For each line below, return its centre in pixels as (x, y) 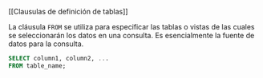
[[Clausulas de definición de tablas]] (68, 12)
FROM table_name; (37, 66)
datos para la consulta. (46, 44)
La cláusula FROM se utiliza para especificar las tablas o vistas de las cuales (131, 27)
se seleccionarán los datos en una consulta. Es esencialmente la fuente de (131, 35)
